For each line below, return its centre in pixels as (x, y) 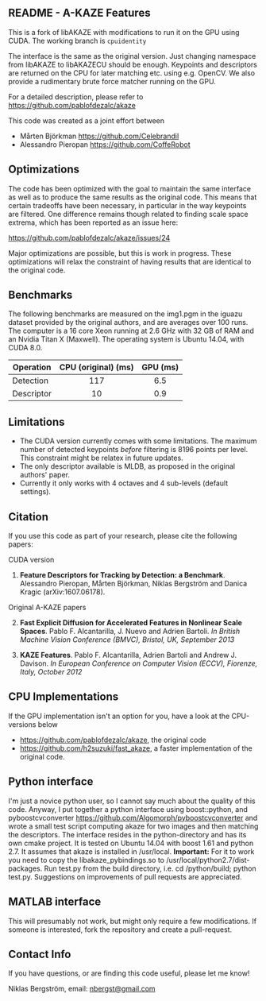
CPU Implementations (64, 697)
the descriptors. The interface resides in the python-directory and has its (127, 834)
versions (22, 724)
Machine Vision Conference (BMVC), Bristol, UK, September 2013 (127, 640)
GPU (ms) (160, 367)
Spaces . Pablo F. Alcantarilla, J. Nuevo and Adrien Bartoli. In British (130, 632)
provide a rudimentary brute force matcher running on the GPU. (112, 81)
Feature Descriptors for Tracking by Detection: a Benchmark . (122, 575)
